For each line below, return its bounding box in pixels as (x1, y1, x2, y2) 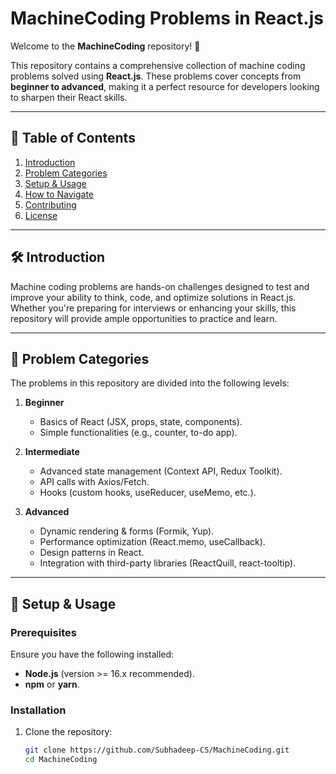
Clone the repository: (24, 726, 113, 738)
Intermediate (24, 446, 80, 458)
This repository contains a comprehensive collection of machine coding (10, 59, 306, 71)
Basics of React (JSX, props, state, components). (39, 416, 243, 428)
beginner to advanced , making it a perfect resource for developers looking (10, 80, 320, 92)
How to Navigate (24, 188, 95, 200)
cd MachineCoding (24, 755, 98, 765)
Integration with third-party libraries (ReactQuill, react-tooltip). (39, 557, 297, 569)
